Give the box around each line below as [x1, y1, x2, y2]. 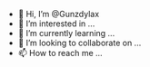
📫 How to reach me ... [17, 48, 103, 58]
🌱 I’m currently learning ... [17, 28, 115, 38]
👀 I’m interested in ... [17, 18, 95, 29]
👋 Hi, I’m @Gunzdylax [17, 9, 100, 19]
